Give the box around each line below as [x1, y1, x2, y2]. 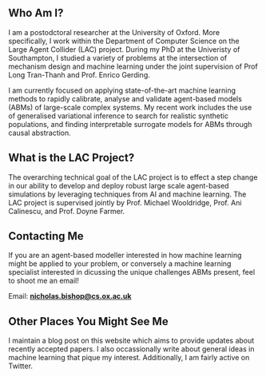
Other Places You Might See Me [8, 315, 169, 328]
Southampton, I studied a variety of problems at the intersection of [8, 53, 228, 62]
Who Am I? [8, 6, 64, 20]
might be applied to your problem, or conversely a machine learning [8, 259, 232, 268]
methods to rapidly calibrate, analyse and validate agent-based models [8, 93, 242, 103]
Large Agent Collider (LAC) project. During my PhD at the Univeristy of [8, 44, 240, 54]
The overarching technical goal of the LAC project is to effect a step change [8, 172, 258, 182]
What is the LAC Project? [8, 151, 135, 165]
